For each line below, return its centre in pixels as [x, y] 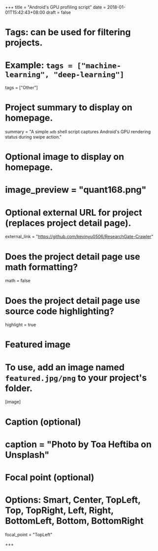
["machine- [99, 66]
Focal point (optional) [50, 477]
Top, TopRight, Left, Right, [60, 511]
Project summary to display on [69, 108]
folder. [19, 388]
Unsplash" [27, 455]
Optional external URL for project [74, 212]
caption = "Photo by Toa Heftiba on [78, 444]
